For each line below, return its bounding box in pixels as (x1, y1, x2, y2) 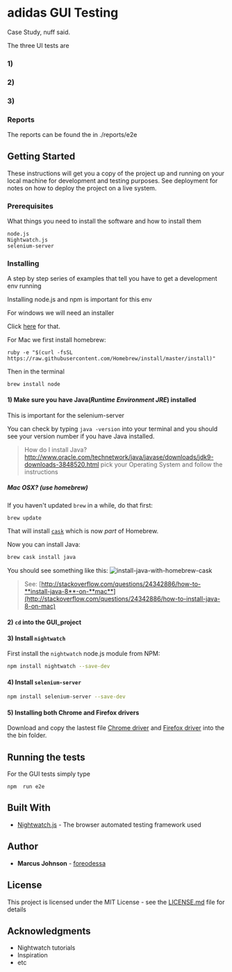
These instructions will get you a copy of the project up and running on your (7, 169, 224, 177)
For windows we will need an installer (7, 309, 115, 317)
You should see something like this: (7, 567, 109, 575)
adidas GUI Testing (7, 5, 119, 21)
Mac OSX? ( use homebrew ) (7, 483, 88, 492)
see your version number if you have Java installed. (7, 432, 155, 440)
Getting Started (7, 151, 76, 163)
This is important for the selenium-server (7, 411, 125, 419)
